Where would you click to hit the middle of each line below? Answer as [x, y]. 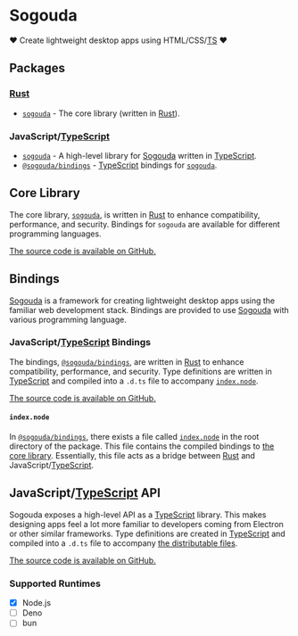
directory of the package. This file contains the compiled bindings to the [142, 446]
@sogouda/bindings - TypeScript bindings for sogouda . [120, 165]
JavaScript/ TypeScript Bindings [80, 343]
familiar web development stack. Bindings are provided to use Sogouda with [149, 310]
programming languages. [55, 234]
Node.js [37, 603]
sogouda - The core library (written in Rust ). [101, 113]
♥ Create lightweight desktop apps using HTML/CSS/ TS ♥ [118, 40]
